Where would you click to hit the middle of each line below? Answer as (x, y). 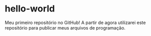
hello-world (30, 9)
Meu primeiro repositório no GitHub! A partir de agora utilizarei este (75, 22)
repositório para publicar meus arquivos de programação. (65, 27)
